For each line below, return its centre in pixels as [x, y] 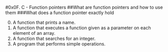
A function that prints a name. [44, 22]
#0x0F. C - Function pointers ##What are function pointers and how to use [84, 7]
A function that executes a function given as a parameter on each [82, 28]
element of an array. [34, 33]
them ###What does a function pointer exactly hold [60, 13]
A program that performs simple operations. [59, 44]
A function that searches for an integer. [54, 38]
